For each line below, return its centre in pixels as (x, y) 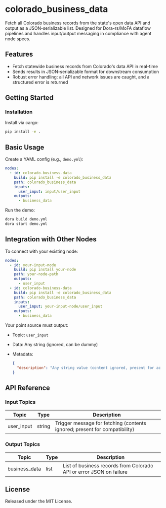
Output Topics (23, 444)
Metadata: (23, 354)
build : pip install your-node (45, 270)
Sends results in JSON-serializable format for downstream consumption (85, 72)
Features (19, 54)
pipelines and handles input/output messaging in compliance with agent (78, 33)
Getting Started (29, 98)
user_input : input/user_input (49, 191)
